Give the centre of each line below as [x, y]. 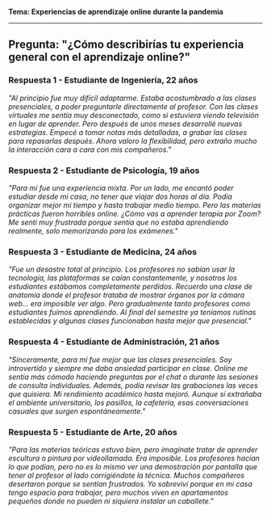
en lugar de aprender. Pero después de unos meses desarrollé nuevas [125, 124]
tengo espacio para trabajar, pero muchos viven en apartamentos [118, 492]
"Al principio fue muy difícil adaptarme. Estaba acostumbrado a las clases [132, 98]
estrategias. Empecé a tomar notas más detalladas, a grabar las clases [128, 132]
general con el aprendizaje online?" [100, 57]
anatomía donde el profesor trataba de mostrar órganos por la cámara [127, 295]
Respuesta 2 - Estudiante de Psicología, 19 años [104, 171]
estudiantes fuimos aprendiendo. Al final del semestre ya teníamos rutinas [132, 312]
